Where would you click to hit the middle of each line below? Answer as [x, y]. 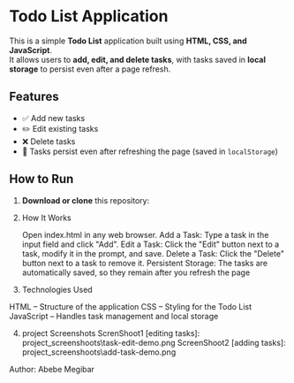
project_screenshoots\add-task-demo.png [99, 352]
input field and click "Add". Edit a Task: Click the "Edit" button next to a [151, 244]
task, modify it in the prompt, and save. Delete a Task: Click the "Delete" [153, 253]
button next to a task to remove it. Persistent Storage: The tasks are [144, 263]
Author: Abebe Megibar [52, 369]
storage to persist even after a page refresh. [90, 69]
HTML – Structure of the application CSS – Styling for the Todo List [131, 306]
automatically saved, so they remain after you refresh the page [136, 272]
